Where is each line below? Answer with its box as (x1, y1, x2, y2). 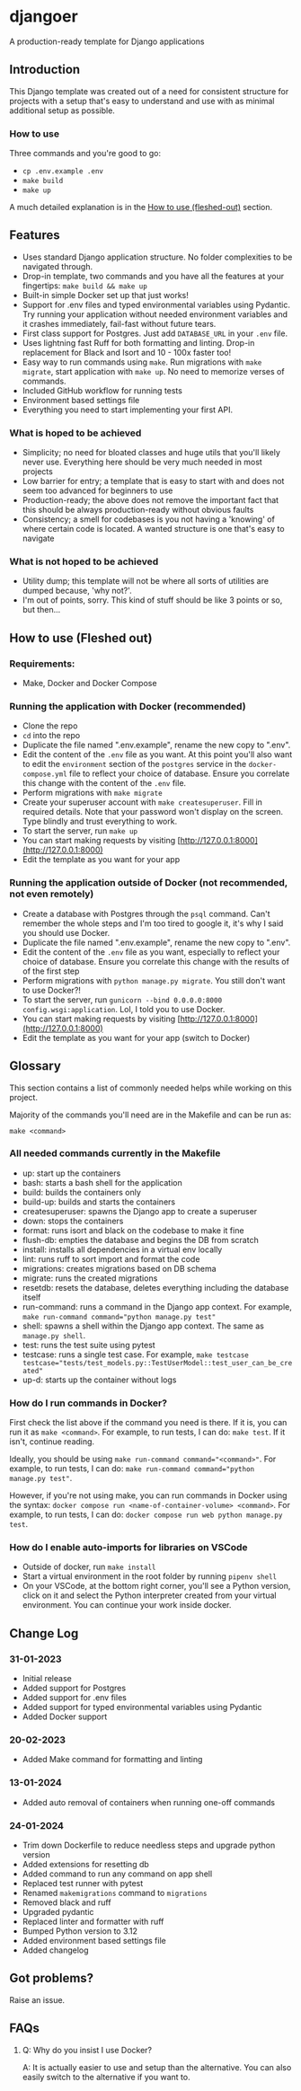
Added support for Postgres (22, 1682, 127, 1694)
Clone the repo (22, 720, 78, 731)
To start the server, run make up (22, 825, 137, 836)
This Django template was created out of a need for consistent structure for (9, 85, 289, 96)
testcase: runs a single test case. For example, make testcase (22, 1349, 249, 1360)
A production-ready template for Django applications (9, 36, 205, 47)
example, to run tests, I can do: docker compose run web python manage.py (9, 1509, 283, 1520)
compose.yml (22, 770, 67, 779)
